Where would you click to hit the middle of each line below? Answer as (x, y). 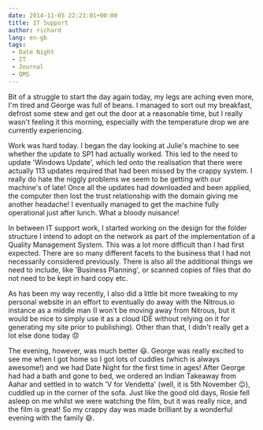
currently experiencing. (46, 130)
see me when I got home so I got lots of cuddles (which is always (114, 359)
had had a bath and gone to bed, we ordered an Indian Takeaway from (122, 376)
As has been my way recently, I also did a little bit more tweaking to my (123, 294)
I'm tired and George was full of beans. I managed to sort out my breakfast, (130, 105)
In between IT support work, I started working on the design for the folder (128, 228)
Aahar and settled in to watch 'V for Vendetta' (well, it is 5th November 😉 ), (129, 384)
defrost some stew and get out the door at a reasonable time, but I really (125, 113)
